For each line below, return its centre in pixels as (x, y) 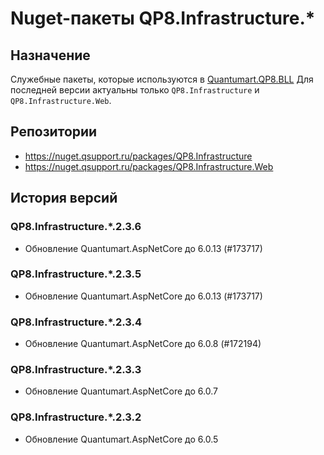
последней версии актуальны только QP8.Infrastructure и (135, 90)
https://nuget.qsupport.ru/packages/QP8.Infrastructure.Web (149, 166)
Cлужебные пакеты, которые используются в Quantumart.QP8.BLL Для (162, 79)
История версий (64, 198)
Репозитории (54, 132)
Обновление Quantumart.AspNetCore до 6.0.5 (121, 439)
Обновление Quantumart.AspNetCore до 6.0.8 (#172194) (143, 344)
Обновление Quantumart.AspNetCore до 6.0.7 (121, 391)
